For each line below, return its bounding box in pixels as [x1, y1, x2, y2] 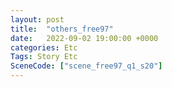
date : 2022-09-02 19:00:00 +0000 [10, 33, 159, 43]
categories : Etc [10, 42, 78, 53]
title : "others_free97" [10, 24, 114, 34]
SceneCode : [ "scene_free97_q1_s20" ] [10, 61, 163, 71]
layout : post [10, 14, 65, 25]
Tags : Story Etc [10, 52, 78, 62]
